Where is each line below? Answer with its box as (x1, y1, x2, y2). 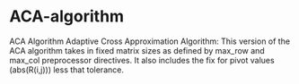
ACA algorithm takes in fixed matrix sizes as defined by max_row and (9, 45, 265, 55)
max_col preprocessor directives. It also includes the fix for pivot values (9, 55, 276, 65)
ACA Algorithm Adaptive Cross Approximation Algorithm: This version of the (9, 36, 290, 46)
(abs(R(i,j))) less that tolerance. (9, 64, 124, 75)
